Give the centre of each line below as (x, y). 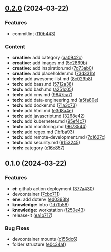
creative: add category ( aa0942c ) (48, 57)
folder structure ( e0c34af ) (39, 244)
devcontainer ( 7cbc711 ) (36, 194)
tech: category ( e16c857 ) (38, 148)
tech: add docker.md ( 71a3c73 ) (45, 105)
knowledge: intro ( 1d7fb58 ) (41, 204)
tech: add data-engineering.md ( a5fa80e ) (55, 100)
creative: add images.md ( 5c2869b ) (50, 63)
